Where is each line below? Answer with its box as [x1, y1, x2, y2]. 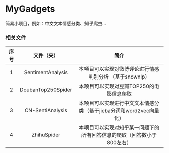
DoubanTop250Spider [20, 86, 72, 93]
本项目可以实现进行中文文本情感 [78, 100, 155, 107]
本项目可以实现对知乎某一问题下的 [78, 124, 160, 131]
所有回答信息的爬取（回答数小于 [81, 132, 157, 139]
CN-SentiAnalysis [24, 107, 68, 114]
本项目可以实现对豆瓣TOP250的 [78, 83, 155, 90]
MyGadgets [5, 3, 55, 15]
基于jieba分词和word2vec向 [89, 107, 155, 114]
